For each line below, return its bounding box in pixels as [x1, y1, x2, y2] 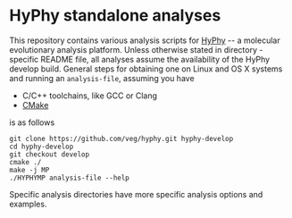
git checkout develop [9, 149, 90, 159]
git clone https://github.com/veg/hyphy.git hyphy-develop [9, 134, 234, 143]
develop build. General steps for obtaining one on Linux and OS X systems [9, 63, 283, 74]
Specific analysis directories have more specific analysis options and [9, 189, 263, 199]
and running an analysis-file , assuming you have [9, 72, 195, 83]
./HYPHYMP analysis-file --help [9, 173, 129, 182]
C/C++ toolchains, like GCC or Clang [21, 90, 158, 101]
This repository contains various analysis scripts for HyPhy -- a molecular [9, 35, 280, 46]
